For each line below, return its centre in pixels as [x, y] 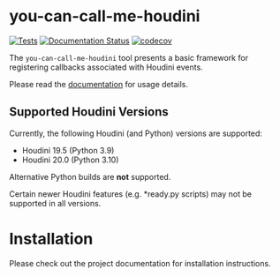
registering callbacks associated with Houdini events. [106, 67]
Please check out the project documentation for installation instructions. [140, 263]
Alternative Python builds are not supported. [90, 176]
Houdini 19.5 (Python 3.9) [68, 150]
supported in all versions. [55, 203]
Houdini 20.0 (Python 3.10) [70, 160]
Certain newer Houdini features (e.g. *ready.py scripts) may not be [130, 194]
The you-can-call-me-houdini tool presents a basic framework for [129, 57]
